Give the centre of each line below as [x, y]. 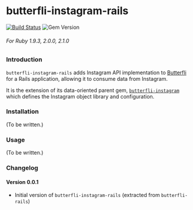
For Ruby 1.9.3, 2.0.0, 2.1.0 [38, 41]
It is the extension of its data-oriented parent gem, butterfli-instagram [93, 90]
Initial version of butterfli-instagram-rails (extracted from [87, 195]
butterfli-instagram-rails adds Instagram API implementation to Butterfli [96, 73]
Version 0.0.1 [22, 182]
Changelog [22, 168]
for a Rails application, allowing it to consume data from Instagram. [87, 78]
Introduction [24, 60]
